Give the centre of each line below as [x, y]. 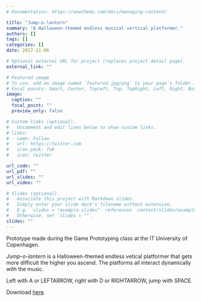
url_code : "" [22, 166]
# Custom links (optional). [41, 121]
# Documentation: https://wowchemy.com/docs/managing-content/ [87, 12]
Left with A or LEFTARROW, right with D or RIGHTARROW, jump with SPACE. [99, 280]
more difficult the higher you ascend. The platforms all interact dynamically [99, 262]
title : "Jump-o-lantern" [37, 22]
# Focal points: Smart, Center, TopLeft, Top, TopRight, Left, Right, [96, 89]
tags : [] [17, 39]
